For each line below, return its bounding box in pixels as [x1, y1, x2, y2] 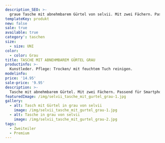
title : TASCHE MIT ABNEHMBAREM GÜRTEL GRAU [5, 57, 96, 62]
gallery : [5, 99, 23, 104]
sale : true [5, 26, 27, 30]
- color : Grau [9, 53, 38, 58]
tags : [5, 121, 16, 126]
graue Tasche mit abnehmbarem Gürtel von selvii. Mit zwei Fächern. [9, 12, 153, 17]
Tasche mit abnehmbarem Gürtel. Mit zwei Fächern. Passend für [9, 89, 141, 94]
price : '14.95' [5, 76, 36, 81]
